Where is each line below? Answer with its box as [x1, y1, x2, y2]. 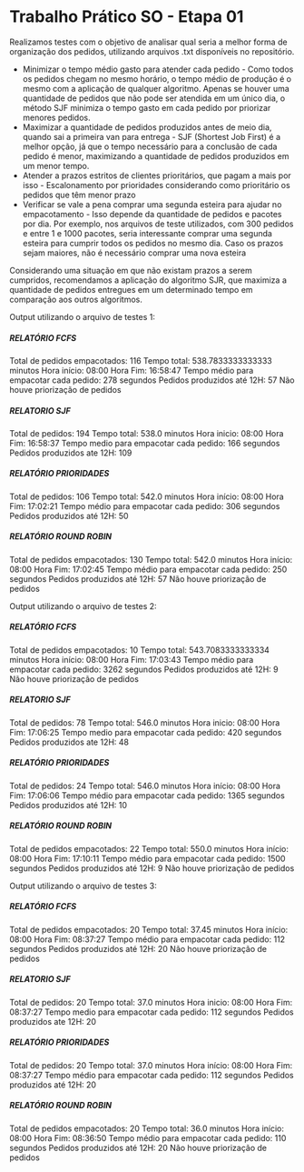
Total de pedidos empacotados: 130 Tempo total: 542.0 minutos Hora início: [9, 554, 293, 565]
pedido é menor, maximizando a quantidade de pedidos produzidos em [22, 150, 289, 161]
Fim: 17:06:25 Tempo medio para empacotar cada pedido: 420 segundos [9, 726, 282, 737]
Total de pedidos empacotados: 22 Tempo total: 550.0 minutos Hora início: [9, 843, 289, 854]
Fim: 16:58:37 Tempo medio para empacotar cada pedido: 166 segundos [9, 437, 280, 448]
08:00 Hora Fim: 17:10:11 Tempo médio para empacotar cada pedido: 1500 [9, 853, 286, 864]
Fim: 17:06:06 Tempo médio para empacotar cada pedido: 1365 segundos [9, 789, 286, 801]
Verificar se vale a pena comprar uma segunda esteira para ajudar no [22, 198, 282, 210]
